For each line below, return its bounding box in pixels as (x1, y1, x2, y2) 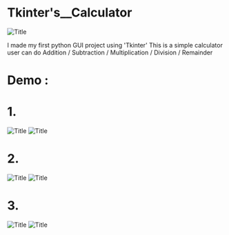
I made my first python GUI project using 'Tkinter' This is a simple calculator (7, 41, 223, 49)
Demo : (7, 72, 49, 88)
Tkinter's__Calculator (7, 5, 132, 21)
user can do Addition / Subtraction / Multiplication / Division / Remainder (7, 48, 213, 57)
